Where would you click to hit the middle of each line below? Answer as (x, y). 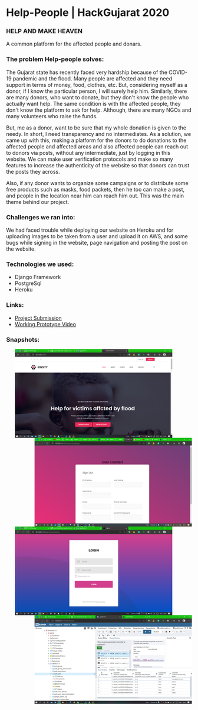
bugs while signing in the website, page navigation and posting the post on (97, 243)
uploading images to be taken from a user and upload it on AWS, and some (97, 236)
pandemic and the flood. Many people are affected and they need (93, 78)
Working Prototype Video (45, 324)
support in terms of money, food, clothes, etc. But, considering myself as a (97, 85)
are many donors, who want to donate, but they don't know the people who (98, 97)
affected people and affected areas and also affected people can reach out (97, 146)
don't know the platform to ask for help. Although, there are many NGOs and (99, 110)
